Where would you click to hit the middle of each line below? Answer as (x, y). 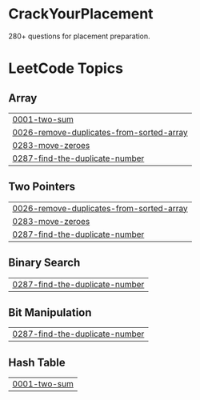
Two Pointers (42, 187)
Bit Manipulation (50, 312)
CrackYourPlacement (81, 14)
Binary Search (44, 263)
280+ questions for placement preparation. (79, 36)
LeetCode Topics (66, 68)
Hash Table (37, 362)
